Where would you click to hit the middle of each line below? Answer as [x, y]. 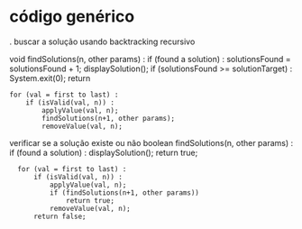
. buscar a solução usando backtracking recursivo [102, 41]
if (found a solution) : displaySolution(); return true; [104, 152]
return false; [60, 216]
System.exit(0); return [50, 78]
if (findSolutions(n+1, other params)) [124, 192]
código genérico [72, 17]
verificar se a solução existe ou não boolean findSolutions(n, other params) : [151, 142]
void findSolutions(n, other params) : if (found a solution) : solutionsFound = [150, 59]
